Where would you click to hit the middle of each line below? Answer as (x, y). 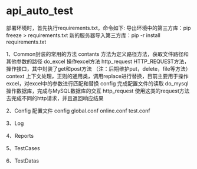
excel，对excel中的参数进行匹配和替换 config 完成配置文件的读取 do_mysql (97, 83)
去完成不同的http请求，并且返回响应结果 (55, 98)
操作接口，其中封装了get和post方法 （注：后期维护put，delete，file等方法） (98, 68)
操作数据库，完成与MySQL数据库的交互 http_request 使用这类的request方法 (98, 91)
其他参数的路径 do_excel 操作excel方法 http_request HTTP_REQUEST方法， (98, 61)
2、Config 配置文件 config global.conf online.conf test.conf (78, 111)
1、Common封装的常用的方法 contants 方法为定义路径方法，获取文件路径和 (97, 54)
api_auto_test (40, 11)
